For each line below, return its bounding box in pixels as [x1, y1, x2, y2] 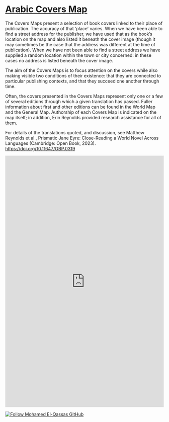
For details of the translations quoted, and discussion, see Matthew [5, 129, 145, 135]
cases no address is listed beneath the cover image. [5, 57, 113, 63]
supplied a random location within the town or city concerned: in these [5, 52, 152, 58]
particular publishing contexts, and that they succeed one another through [5, 78, 159, 84]
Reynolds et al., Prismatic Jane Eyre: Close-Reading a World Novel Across [5, 135, 159, 141]
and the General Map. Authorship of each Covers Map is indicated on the [5, 109, 157, 115]
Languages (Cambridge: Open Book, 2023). [5, 140, 96, 146]
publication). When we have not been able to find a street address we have [5, 47, 161, 53]
